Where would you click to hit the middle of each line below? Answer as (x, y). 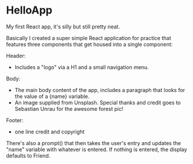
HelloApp (29, 10)
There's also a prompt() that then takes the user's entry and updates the (94, 143)
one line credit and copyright (49, 132)
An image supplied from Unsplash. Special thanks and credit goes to (98, 102)
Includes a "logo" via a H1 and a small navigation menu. (81, 67)
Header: (16, 55)
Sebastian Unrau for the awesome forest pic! (69, 109)
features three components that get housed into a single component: (89, 44)
